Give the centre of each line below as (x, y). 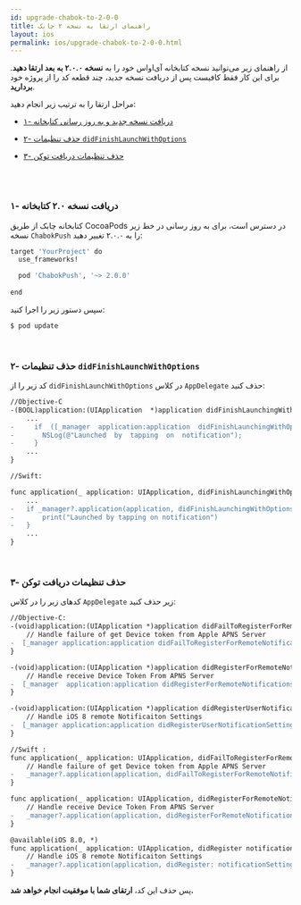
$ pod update (34, 326)
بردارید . (22, 87)
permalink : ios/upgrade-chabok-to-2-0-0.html (96, 42)
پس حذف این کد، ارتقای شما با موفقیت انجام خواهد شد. (102, 891)
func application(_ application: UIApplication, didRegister (126, 848)
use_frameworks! (48, 260)
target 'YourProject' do (56, 251)
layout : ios (32, 34)
